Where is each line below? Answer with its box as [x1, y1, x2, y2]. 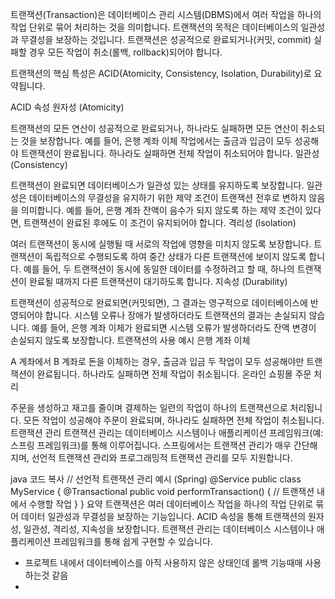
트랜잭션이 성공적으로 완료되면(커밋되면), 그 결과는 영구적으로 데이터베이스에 [10, 297, 308, 308]
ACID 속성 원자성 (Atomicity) [10, 101, 125, 113]
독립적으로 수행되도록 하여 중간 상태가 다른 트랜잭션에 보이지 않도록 [44, 251, 307, 262]
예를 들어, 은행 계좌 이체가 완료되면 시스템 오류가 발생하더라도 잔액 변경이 [31, 322, 317, 333]
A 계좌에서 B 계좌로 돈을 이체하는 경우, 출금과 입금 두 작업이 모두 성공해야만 [10, 356, 305, 367]
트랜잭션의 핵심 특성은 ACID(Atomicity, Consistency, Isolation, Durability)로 [10, 68, 312, 79]
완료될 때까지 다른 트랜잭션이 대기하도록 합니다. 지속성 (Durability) [28, 276, 288, 287]
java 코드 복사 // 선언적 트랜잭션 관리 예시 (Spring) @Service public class [10, 473, 302, 485]
